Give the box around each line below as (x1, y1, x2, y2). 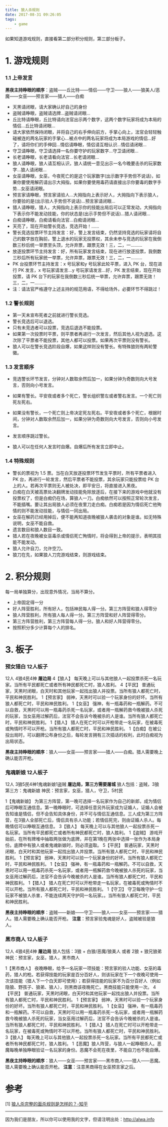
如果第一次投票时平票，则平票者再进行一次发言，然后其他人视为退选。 (12, 331, 157, 337)
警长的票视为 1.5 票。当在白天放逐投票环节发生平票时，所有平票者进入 (12, 470, 156, 476)
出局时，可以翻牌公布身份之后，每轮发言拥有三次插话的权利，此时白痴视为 (9, 732, 163, 738)
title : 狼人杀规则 (5, 7, 40, 13)
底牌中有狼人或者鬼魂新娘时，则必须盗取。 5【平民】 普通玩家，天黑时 (13, 842, 159, 848)
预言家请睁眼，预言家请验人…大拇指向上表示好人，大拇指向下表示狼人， (12, 191, 161, 197)
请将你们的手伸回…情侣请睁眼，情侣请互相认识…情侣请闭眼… (21, 141, 147, 147)
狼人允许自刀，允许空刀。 (12, 545, 65, 551)
